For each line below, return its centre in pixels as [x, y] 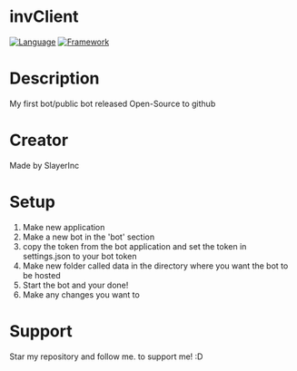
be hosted [41, 275]
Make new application [64, 227]
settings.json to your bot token [79, 256]
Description [54, 78]
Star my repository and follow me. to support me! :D [106, 356]
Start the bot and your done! [75, 285]
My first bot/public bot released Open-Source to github [113, 103]
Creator [39, 140]
